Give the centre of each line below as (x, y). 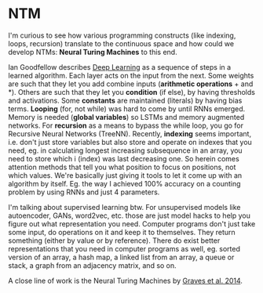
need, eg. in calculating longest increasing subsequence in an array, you (125, 150)
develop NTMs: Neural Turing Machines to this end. (93, 52)
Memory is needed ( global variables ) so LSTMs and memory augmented (126, 117)
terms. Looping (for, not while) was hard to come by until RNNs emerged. (127, 109)
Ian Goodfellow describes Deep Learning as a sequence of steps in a (120, 67)
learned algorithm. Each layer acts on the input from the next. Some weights (131, 75)
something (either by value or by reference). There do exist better (114, 241)
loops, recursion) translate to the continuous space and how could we (121, 43)
